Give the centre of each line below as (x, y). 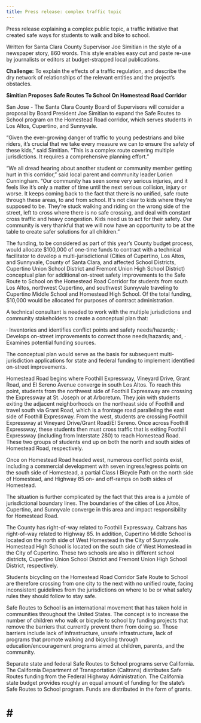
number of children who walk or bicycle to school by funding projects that (97, 620)
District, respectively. (32, 565)
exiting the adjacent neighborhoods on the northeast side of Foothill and (95, 403)
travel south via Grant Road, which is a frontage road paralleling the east (95, 410)
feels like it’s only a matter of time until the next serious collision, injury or (97, 187)
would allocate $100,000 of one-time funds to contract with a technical (94, 249)
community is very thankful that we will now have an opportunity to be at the (100, 225)
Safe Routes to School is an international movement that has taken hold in (97, 608)
